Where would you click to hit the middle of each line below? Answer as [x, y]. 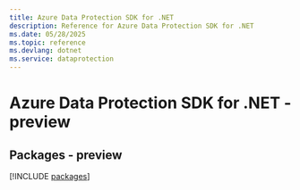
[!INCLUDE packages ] [50, 176]
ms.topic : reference [48, 42]
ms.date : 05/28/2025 [48, 34]
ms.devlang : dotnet [46, 51]
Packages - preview [66, 155]
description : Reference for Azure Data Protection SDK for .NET [132, 26]
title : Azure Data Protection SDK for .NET [92, 17]
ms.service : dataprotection [62, 59]
